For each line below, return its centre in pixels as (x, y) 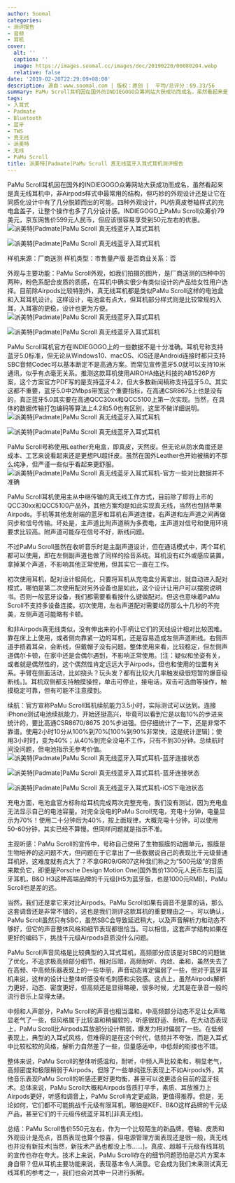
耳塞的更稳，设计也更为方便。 (69, 308)
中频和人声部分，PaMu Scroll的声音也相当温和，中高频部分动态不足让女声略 (116, 1011)
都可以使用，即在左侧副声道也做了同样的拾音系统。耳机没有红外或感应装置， (117, 555)
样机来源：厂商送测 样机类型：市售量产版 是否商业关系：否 (92, 258)
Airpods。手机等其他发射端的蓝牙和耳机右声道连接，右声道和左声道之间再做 (116, 514)
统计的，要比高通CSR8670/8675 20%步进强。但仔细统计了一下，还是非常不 (116, 722)
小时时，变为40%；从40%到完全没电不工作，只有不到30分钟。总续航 (117, 740)
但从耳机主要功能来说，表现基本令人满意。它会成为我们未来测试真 (126, 1163)
